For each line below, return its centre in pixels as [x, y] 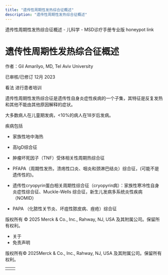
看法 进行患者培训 [23, 88]
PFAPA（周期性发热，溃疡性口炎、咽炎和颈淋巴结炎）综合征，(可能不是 [86, 169]
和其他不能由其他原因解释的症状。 [40, 105]
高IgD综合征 [25, 147]
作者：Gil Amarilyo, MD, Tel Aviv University [49, 66]
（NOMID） [24, 198]
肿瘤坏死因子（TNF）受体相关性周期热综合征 [58, 158]
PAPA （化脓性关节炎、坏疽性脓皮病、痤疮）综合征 [64, 209]
